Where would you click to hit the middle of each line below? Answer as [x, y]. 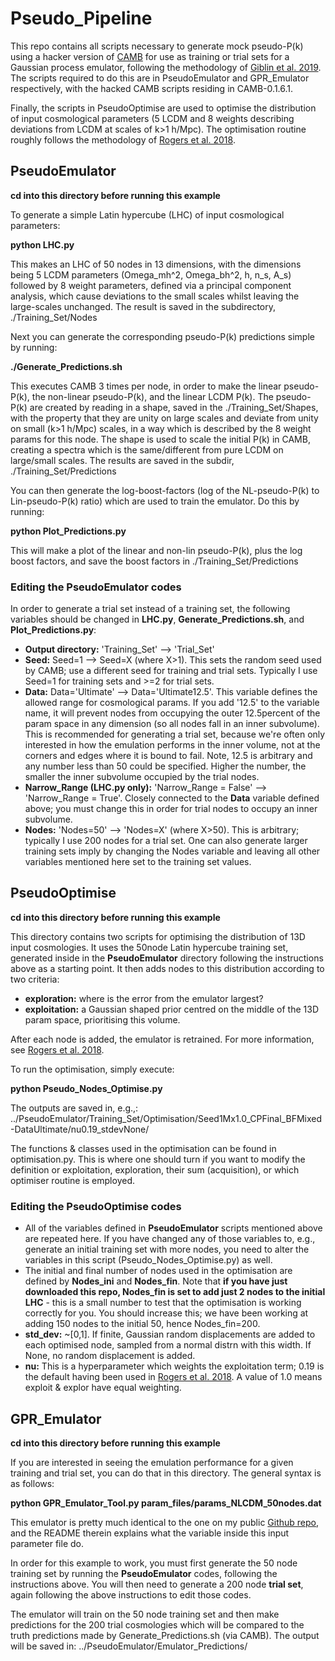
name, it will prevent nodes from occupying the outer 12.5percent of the [172, 713]
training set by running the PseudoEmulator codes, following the [144, 1573]
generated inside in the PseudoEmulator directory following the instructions [167, 958]
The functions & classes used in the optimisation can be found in [143, 1148]
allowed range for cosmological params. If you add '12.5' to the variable [172, 703]
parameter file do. [47, 1543]
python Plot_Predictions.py [68, 531]
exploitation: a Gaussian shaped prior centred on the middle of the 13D [171, 1009]
